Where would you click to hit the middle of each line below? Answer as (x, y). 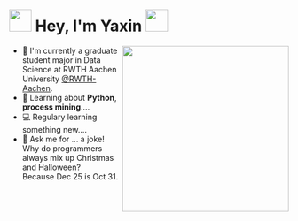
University (41, 79)
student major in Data (61, 60)
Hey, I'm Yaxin (89, 26)
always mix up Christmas (68, 157)
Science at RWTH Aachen (69, 69)
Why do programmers (62, 148)
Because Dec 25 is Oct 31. (70, 176)
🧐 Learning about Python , (69, 97)
